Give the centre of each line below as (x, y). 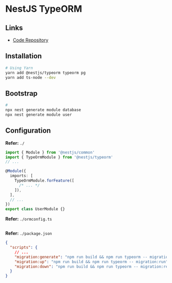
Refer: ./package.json (29, 233)
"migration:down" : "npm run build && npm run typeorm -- (77, 267)
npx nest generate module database (43, 110)
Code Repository (30, 40)
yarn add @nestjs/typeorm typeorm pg (46, 73)
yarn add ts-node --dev (31, 77)
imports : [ (21, 176)
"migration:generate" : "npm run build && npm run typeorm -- (81, 257)
